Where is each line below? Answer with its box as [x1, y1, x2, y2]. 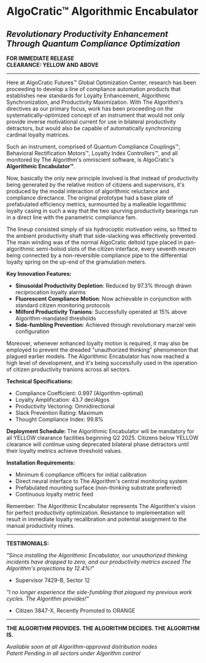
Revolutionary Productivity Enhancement [6, 29, 169, 39]
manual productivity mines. [6, 522, 75, 529]
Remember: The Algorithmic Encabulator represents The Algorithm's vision [6, 503, 196, 509]
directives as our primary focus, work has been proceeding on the [6, 105, 174, 112]
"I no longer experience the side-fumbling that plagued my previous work [6, 589, 192, 595]
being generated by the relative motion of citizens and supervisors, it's [6, 181, 185, 188]
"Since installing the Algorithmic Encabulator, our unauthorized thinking [6, 552, 188, 559]
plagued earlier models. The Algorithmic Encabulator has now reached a [6, 353, 189, 360]
